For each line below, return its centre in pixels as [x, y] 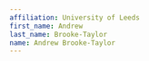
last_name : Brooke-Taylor [58, 34]
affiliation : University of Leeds [75, 17]
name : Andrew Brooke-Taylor [63, 43]
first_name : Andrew [46, 26]
